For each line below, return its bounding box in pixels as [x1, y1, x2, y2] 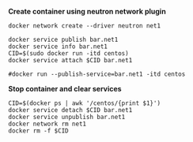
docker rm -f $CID [8, 127, 69, 135]
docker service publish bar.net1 [8, 35, 119, 43]
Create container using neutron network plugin [8, 7, 166, 16]
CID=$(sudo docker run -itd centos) [8, 50, 129, 58]
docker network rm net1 [8, 120, 87, 128]
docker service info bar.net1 [8, 43, 108, 50]
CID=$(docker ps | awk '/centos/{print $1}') [8, 99, 161, 107]
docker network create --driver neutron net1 [8, 22, 161, 30]
